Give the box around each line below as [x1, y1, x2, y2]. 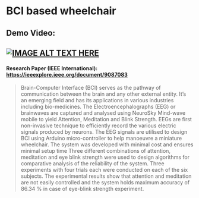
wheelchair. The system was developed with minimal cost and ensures [20, 141, 194, 148]
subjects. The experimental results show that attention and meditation [20, 172, 192, 180]
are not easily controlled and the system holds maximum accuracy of [20, 179, 190, 186]
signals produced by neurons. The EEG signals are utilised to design [20, 128, 188, 136]
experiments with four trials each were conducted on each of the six [20, 166, 188, 174]
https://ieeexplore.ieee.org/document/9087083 [6, 71, 128, 78]
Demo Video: [6, 28, 55, 38]
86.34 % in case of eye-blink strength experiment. [20, 186, 144, 193]
